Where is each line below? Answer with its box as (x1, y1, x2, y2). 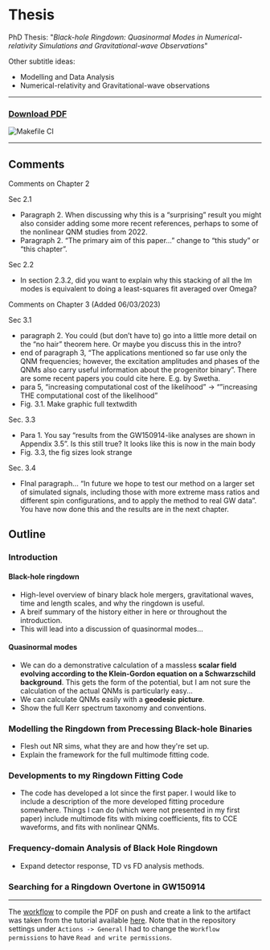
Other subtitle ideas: (8, 56, 76, 66)
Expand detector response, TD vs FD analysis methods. (19, 861, 205, 870)
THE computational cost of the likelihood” (19, 390, 158, 400)
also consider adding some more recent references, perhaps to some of (19, 219, 259, 229)
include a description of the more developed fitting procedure (19, 797, 225, 807)
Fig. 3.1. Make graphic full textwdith (19, 399, 137, 409)
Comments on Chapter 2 (8, 179, 90, 188)
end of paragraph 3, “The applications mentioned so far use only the (19, 348, 247, 357)
